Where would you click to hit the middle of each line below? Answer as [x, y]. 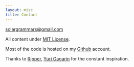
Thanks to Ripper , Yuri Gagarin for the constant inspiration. [67, 58]
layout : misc [19, 10]
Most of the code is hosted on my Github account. [58, 49]
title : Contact [21, 15]
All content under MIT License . [38, 39]
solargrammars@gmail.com [34, 29]
